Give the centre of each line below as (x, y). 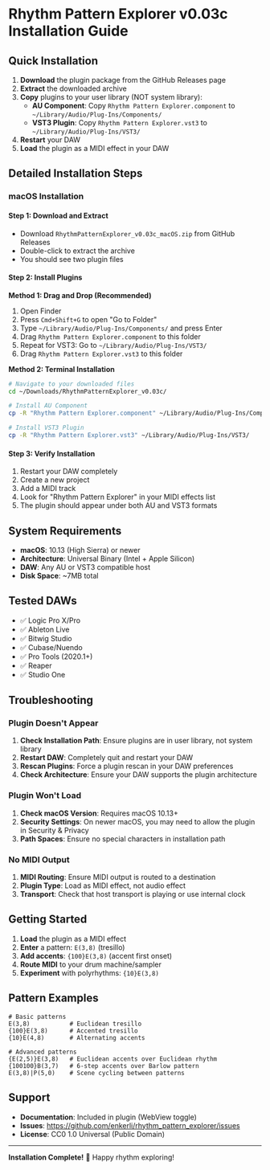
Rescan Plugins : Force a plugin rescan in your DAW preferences (127, 766)
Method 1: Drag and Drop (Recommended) (80, 295)
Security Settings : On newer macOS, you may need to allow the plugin (137, 821)
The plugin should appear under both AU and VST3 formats (119, 505)
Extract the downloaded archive (73, 88)
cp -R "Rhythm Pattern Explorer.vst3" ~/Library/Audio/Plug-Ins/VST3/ (129, 436)
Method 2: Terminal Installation (61, 369)
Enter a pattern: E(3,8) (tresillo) (72, 947)
